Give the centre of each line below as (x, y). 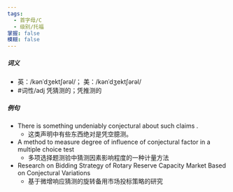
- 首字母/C (28, 20)
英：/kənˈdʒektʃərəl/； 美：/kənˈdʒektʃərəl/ (79, 82)
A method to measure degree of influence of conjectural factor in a (114, 142)
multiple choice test (46, 149)
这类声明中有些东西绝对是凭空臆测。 (80, 134)
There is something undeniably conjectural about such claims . (108, 126)
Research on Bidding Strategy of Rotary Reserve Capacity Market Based (121, 165)
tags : (15, 14)
